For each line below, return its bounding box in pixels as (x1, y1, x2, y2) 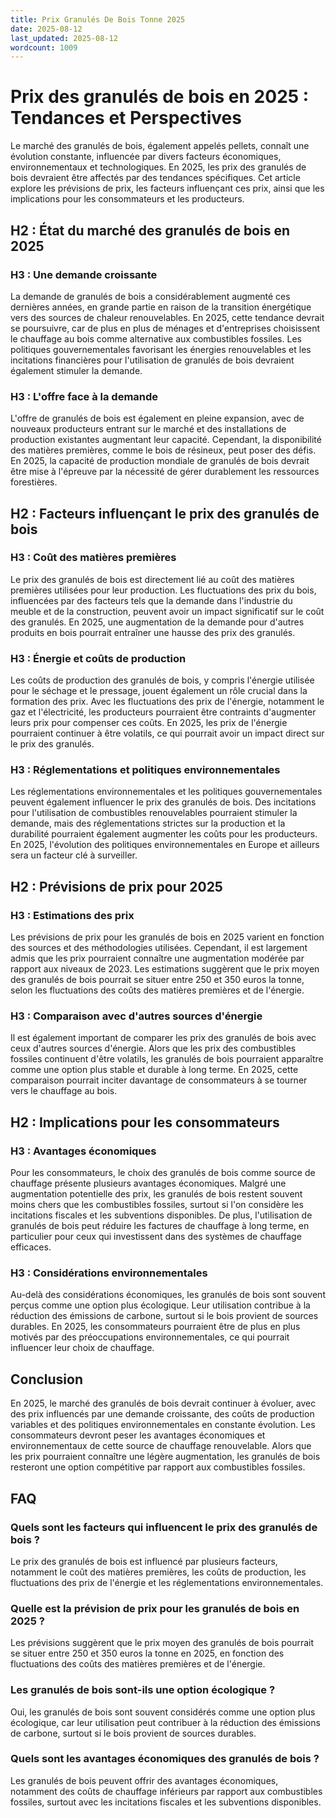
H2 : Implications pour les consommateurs (10, 1114, 280, 1131)
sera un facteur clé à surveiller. (10, 849, 138, 861)
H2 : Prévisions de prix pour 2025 (10, 878, 223, 895)
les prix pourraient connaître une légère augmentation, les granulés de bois (10, 1451, 321, 1463)
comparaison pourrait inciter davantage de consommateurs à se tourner (10, 1074, 308, 1086)
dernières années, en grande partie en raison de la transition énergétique (10, 301, 312, 313)
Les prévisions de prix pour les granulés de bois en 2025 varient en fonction (10, 931, 325, 943)
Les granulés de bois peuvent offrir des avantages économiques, (10, 1774, 279, 1786)
